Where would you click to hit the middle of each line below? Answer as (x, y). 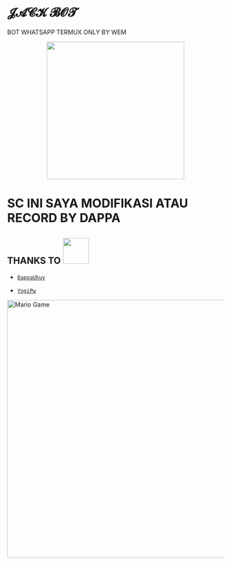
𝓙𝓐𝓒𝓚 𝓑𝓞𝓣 (42, 13)
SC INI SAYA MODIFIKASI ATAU (98, 203)
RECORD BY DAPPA (64, 218)
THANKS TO (34, 260)
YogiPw (26, 291)
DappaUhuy (31, 277)
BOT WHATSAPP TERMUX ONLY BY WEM (67, 32)
